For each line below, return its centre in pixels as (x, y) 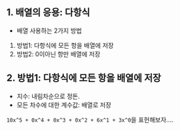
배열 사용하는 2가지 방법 (49, 31)
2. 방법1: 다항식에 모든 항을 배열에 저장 (84, 78)
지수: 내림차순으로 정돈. (48, 96)
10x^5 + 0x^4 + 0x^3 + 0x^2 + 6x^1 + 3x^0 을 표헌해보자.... (90, 120)
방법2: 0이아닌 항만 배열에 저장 (58, 54)
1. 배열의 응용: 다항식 (48, 13)
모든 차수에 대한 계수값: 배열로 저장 (64, 105)
